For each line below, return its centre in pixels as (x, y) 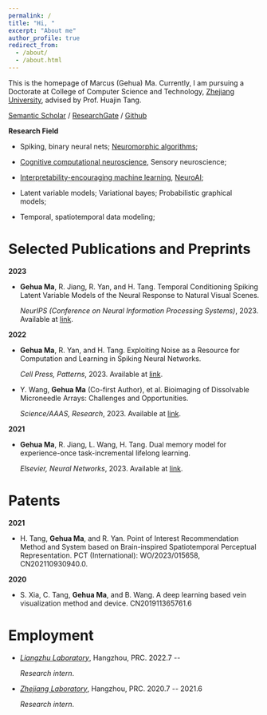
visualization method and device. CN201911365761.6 (106, 603)
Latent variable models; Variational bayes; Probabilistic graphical (126, 193)
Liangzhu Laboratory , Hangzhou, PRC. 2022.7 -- (100, 657)
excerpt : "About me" (43, 30)
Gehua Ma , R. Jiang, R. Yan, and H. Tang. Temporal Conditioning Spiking (139, 286)
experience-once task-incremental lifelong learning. (105, 453)
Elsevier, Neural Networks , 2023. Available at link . (101, 468)
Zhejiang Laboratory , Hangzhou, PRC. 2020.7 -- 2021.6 (111, 689)
